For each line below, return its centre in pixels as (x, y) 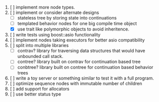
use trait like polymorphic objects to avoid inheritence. (73, 29)
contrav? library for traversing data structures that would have (81, 51)
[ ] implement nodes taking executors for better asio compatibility (77, 40)
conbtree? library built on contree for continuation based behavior (85, 67)
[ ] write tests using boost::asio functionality (55, 35)
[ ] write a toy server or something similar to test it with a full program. (82, 78)
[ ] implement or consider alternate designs (54, 12)
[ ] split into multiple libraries (39, 45)
